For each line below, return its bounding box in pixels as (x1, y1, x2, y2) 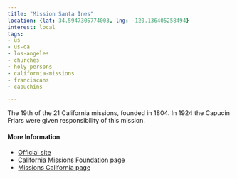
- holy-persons (7, 63, 53, 70)
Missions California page (17, 163, 91, 172)
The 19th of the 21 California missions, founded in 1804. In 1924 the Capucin (7, 109, 230, 117)
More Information (7, 132, 60, 141)
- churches (7, 57, 40, 64)
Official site (17, 148, 51, 157)
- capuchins (7, 83, 43, 90)
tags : (7, 30, 23, 38)
